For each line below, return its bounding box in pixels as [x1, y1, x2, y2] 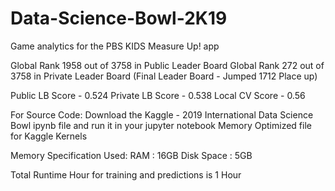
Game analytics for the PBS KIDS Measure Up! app [10, 40, 220, 52]
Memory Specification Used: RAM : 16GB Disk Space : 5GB [10, 149, 253, 161]
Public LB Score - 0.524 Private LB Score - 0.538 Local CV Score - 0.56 [10, 89, 306, 101]
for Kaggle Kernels [10, 130, 88, 142]
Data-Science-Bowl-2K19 [10, 7, 228, 30]
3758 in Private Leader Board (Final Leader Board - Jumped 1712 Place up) [10, 70, 318, 82]
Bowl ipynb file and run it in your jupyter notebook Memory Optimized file [10, 119, 312, 131]
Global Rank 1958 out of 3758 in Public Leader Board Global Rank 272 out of [10, 59, 325, 71]
